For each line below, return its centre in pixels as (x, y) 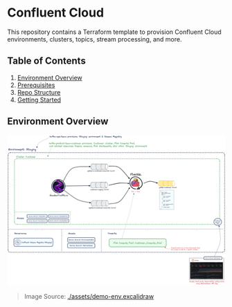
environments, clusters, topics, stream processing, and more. (95, 39)
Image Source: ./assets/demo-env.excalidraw (89, 297)
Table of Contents (47, 61)
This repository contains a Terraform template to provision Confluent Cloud (114, 32)
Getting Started (39, 100)
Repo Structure (39, 92)
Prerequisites (36, 85)
